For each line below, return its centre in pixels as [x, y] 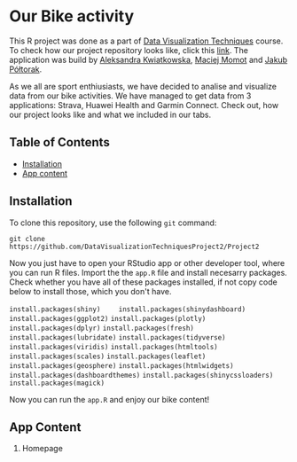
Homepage [43, 449]
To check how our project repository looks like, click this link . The [129, 50]
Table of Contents [60, 142]
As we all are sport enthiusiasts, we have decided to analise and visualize [143, 86]
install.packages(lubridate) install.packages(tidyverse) [117, 337]
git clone [27, 239]
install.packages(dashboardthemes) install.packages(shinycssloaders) [141, 375]
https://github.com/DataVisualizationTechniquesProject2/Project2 [134, 247]
